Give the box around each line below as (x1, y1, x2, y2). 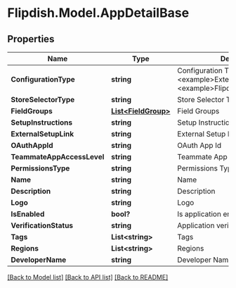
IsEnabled (11, 209, 45, 219)
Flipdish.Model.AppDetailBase (7, 5, 190, 21)
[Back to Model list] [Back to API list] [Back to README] (7, 273, 169, 281)
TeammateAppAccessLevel (11, 152, 105, 161)
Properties (7, 33, 55, 45)
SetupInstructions (11, 118, 73, 127)
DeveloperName (11, 255, 67, 265)
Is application (177, 209, 221, 219)
